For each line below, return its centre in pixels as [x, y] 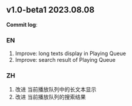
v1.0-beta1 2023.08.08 [51, 10]
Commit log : [22, 24]
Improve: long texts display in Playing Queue [70, 53]
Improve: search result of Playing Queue [65, 60]
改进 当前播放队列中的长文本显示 [56, 90]
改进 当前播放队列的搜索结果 [50, 97]
